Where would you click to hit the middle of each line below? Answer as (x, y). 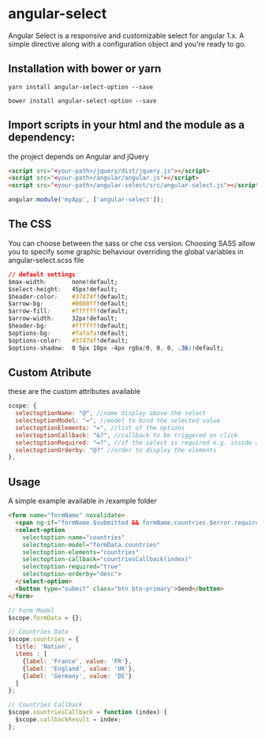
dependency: (42, 138)
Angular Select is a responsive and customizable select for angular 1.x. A (126, 36)
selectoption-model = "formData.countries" (91, 545)
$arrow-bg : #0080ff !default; (68, 304)
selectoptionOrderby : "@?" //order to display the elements (116, 450)
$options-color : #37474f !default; (68, 340)
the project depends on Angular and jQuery (79, 156)
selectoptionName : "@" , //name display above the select (111, 414)
